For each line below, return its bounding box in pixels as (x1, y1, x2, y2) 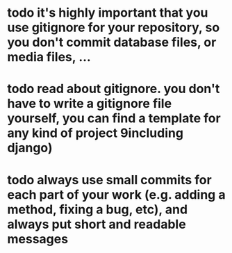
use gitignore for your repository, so (7, 19, 220, 35)
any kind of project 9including (7, 125, 184, 141)
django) (7, 140, 53, 156)
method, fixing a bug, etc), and (7, 202, 188, 217)
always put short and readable (7, 216, 186, 232)
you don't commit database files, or (7, 35, 217, 50)
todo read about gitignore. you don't (7, 81, 220, 97)
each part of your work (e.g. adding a (7, 186, 226, 202)
